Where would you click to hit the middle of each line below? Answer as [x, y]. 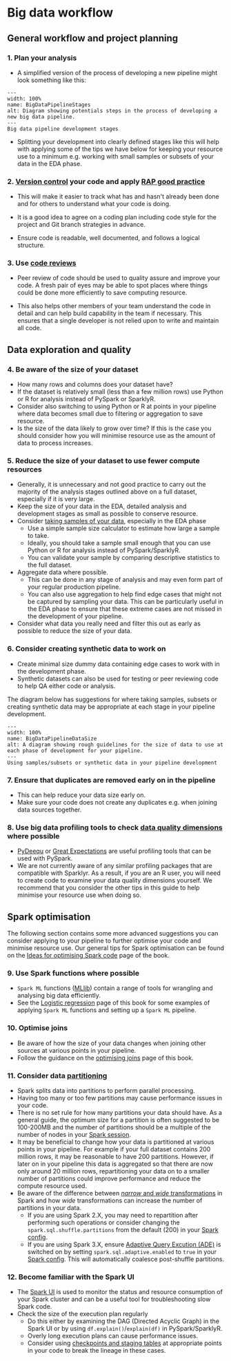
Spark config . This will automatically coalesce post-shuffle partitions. [126, 1259]
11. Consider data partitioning [57, 1076]
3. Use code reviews [42, 263]
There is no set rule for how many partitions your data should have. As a [120, 1113]
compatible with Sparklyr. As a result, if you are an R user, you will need [119, 873]
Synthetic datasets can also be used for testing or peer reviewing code [118, 678]
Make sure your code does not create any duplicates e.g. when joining [117, 803]
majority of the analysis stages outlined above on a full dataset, [107, 492]
